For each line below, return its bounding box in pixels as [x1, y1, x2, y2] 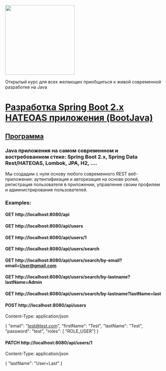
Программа [5, 132, 44, 140]
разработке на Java [5, 84, 47, 90]
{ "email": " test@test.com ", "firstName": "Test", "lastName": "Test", [5, 323, 143, 329]
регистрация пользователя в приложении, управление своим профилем [5, 181, 161, 187]
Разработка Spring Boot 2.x [5, 102, 124, 113]
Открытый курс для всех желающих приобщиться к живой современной [5, 79, 162, 84]
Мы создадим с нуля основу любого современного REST [5, 171, 128, 177]
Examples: [5, 199, 31, 206]
